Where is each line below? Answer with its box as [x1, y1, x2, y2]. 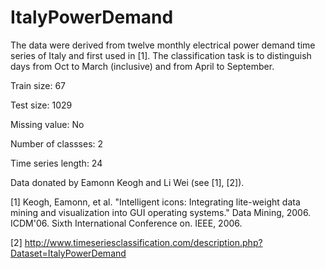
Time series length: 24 [10, 157, 103, 169]
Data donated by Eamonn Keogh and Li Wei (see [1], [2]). [10, 176, 245, 188]
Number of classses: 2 [10, 137, 104, 150]
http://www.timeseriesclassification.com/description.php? [24, 236, 263, 248]
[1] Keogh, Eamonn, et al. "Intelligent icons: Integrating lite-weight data [10, 196, 301, 208]
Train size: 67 [10, 79, 67, 91]
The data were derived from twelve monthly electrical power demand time [10, 39, 316, 51]
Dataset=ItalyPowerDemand [10, 247, 127, 259]
